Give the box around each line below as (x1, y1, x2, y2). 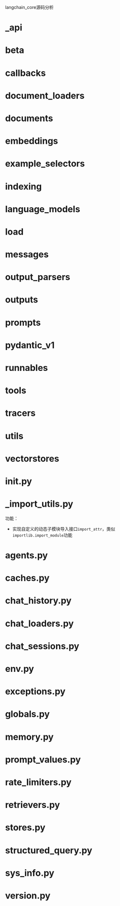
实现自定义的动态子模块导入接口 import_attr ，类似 (12, 526, 116, 532)
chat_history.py (5, 595, 72, 606)
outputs (5, 294, 38, 305)
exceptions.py (5, 686, 66, 697)
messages (5, 249, 49, 260)
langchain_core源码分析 (5, 4, 54, 10)
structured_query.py (5, 845, 93, 856)
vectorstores (5, 453, 60, 464)
